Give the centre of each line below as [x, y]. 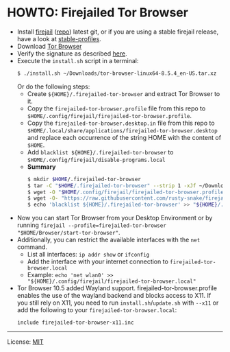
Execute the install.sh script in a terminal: [78, 60]
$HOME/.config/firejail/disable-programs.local [96, 160]
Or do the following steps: [53, 86]
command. [32, 247]
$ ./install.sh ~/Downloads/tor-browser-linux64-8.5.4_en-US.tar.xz [117, 73]
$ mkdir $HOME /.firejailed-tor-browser [84, 179]
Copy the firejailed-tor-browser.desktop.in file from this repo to [121, 123]
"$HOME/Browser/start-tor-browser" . [69, 233]
